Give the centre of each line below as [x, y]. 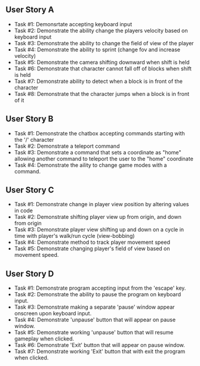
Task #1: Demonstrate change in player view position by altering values [101, 204]
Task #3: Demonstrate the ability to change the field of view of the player [104, 43]
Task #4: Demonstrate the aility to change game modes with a [90, 165]
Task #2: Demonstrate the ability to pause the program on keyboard [98, 294]
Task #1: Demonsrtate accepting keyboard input [73, 24]
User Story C [30, 190]
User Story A [30, 10]
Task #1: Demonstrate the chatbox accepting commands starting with [100, 133]
